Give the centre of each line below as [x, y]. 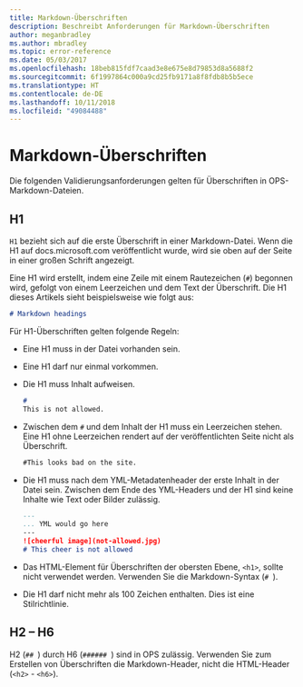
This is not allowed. [63, 409]
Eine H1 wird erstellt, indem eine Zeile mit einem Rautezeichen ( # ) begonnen [151, 278]
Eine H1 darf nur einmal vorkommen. [90, 366]
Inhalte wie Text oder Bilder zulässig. [91, 499]
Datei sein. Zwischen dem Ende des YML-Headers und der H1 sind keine [158, 489]
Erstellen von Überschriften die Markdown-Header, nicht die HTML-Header [150, 663]
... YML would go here [65, 524]
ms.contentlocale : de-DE [56, 94]
